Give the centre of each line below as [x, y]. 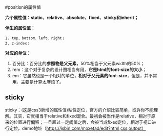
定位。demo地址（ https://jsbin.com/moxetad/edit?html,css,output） [78, 128]
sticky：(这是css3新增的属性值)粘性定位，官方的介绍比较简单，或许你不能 [79, 110]
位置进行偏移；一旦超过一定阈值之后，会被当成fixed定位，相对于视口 [83, 122]
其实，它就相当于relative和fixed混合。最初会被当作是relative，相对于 [82, 116]
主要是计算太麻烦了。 [42, 82]
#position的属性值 [23, 7]
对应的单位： [18, 53]
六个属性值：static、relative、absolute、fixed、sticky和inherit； [72, 18]
